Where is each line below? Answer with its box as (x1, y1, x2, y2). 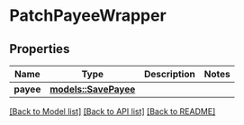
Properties (9, 41, 70, 57)
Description (143, 68, 195, 80)
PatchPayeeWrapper (9, 5, 167, 26)
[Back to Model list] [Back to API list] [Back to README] (9, 106, 216, 117)
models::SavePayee (49, 83, 136, 95)
